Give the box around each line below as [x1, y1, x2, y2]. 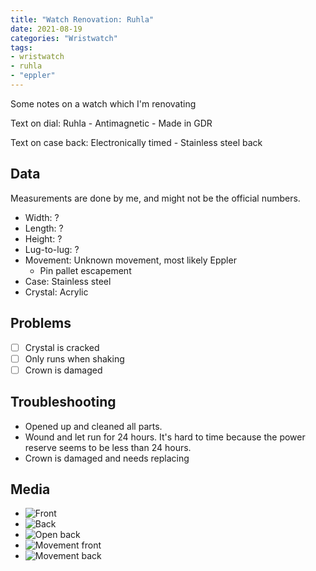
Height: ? [24, 232, 63, 245]
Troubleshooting [10, 394, 117, 411]
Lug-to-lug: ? [24, 243, 80, 255]
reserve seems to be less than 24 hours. [24, 441, 192, 453]
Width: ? [24, 211, 60, 223]
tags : [10, 42, 33, 53]
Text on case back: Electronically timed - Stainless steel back [10, 136, 263, 148]
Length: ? [24, 222, 64, 234]
